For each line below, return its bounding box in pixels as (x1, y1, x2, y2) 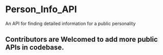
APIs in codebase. (5, 43, 64, 52)
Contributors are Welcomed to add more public (5, 35, 158, 44)
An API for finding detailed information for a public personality (5, 20, 136, 26)
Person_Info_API (5, 4, 77, 15)
